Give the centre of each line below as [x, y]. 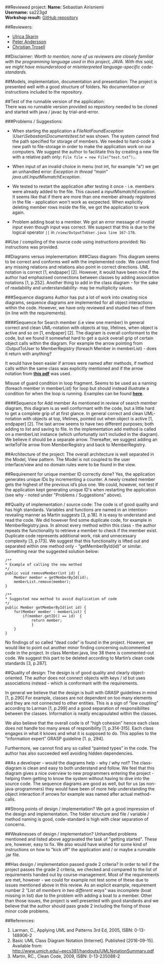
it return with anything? [28, 354]
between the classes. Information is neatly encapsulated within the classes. [81, 713]
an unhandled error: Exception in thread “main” [60, 172]
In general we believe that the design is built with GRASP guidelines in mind [81, 693]
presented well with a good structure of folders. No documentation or [75, 87]
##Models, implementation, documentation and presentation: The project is [81, 81]
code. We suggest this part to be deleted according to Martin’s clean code [80, 658]
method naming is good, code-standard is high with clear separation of [77, 819]
